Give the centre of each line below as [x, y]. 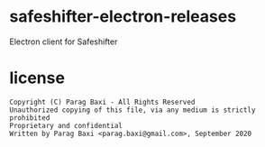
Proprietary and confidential [66, 125]
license [37, 78]
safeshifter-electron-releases [123, 17]
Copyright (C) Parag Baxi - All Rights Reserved [102, 102]
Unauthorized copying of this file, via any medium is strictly [132, 110]
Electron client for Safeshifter [64, 41]
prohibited [30, 118]
